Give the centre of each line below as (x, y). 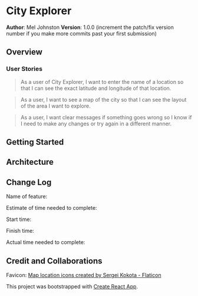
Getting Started (35, 142)
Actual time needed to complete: (46, 242)
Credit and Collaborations (54, 261)
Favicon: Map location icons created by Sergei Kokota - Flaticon (84, 275)
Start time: (19, 219)
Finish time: (20, 231)
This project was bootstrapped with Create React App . (72, 287)
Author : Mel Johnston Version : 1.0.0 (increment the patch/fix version (90, 27)
